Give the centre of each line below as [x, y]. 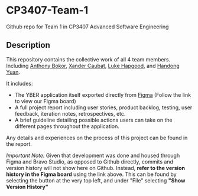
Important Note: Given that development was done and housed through [93, 155]
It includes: [20, 83]
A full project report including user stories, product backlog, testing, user [103, 107]
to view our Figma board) [46, 101]
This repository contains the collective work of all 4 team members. [88, 59]
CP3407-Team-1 [47, 10]
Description [28, 45]
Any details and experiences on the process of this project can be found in [97, 138]
